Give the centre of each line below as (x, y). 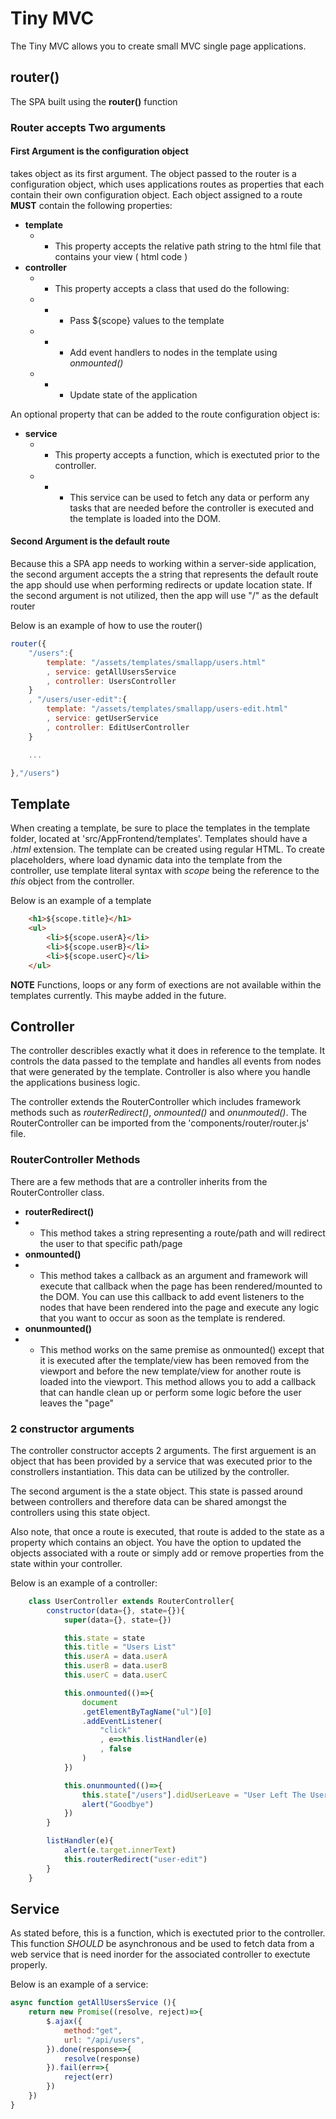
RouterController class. (57, 1192)
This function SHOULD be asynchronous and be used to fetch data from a (162, 1944)
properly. (29, 1965)
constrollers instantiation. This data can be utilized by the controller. (150, 1471)
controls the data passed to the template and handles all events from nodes (166, 1061)
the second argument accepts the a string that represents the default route (164, 574)
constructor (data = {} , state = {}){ (116, 1610)
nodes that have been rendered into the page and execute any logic (179, 1307)
